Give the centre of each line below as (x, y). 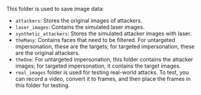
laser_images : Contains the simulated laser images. (80, 27)
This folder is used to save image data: (55, 9)
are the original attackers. (47, 53)
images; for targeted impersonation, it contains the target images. (98, 66)
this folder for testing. (43, 85)
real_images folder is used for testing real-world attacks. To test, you (102, 72)
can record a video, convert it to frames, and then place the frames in (103, 79)
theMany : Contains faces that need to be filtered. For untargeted (95, 40)
